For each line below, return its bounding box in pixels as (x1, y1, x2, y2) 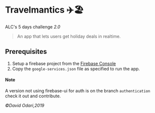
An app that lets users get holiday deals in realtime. (17, 33, 121, 39)
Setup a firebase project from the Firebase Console (12, 60, 116, 67)
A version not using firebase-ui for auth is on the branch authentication (5, 88, 151, 93)
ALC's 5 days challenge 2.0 (5, 23, 60, 30)
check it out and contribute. (5, 93, 61, 99)
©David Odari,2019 (5, 102, 45, 108)
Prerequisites (5, 47, 47, 56)
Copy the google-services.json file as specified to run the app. (12, 66, 140, 71)
